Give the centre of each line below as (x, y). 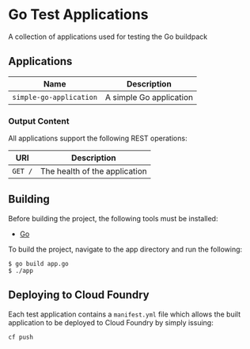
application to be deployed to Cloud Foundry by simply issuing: (111, 322)
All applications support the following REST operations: (98, 138)
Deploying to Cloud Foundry (79, 295)
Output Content (39, 121)
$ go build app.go (38, 263)
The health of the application (94, 171)
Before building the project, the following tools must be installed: (113, 218)
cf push (21, 337)
